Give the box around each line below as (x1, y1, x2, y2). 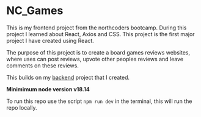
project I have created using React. (6, 37, 95, 44)
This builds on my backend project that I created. (6, 74, 130, 81)
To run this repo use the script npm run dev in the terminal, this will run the (6, 97, 192, 105)
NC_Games (6, 4, 64, 18)
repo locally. (6, 104, 38, 111)
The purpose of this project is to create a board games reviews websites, (6, 48, 191, 56)
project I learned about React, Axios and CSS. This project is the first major (6, 30, 195, 37)
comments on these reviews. (6, 62, 79, 69)
